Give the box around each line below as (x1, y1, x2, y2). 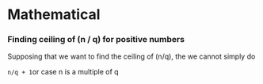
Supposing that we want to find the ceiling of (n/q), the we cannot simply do (7, 52, 256, 61)
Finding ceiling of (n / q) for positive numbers (7, 34, 185, 45)
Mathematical (7, 6, 101, 24)
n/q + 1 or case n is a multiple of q (7, 67, 120, 77)
